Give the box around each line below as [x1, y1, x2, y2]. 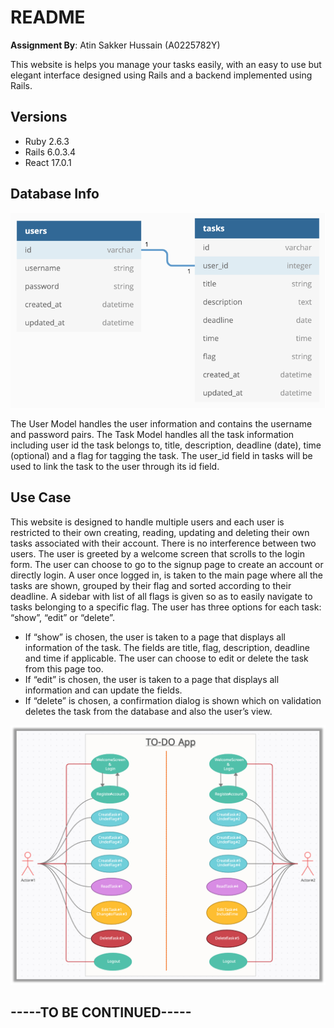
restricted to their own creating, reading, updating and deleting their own [10, 526, 310, 538]
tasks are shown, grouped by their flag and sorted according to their [10, 579, 292, 591]
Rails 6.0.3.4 [24, 146, 77, 158]
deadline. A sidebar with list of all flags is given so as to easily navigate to [10, 590, 313, 602]
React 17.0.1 [24, 156, 72, 168]
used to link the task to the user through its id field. [10, 460, 220, 472]
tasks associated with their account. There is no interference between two [10, 537, 317, 549]
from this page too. [24, 662, 104, 675]
